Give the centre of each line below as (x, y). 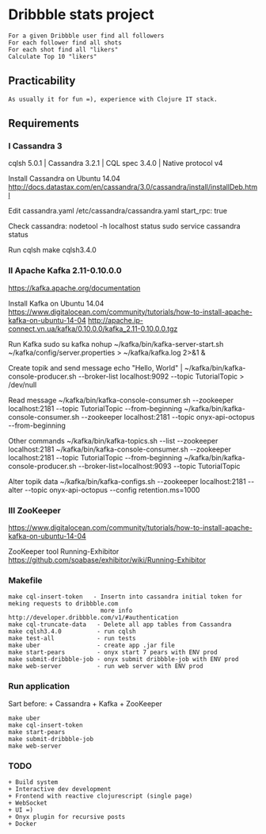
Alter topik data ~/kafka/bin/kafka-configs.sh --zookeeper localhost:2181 (127, 481)
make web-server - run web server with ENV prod (106, 667)
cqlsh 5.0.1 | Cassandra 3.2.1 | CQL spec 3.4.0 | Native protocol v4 (116, 163)
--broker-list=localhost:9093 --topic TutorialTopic (159, 466)
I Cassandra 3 (35, 146)
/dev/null (23, 384)
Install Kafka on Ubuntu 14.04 (56, 303)
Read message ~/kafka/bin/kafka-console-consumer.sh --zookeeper (121, 400)
